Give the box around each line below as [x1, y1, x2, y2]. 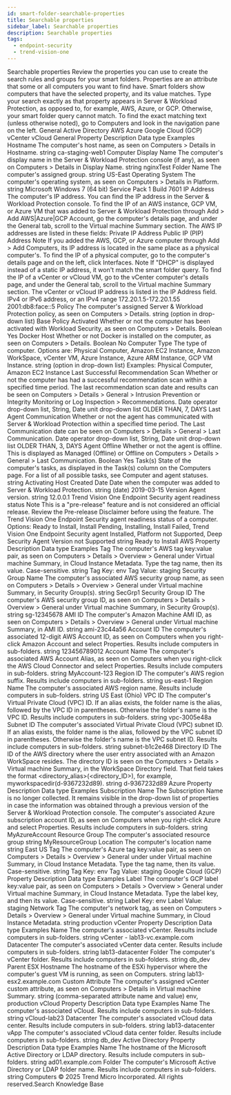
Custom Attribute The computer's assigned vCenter [62, 977, 210, 985]
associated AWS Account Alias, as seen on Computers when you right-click [7, 654, 222, 663]
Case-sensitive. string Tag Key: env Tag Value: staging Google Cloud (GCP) [7, 867, 222, 875]
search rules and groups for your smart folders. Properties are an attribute [7, 75, 218, 83]
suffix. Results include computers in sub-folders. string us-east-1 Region [7, 676, 213, 684]
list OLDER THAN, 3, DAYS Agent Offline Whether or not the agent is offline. [7, 441, 223, 449]
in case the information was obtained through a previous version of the [7, 801, 209, 809]
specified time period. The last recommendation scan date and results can [7, 382, 219, 391]
